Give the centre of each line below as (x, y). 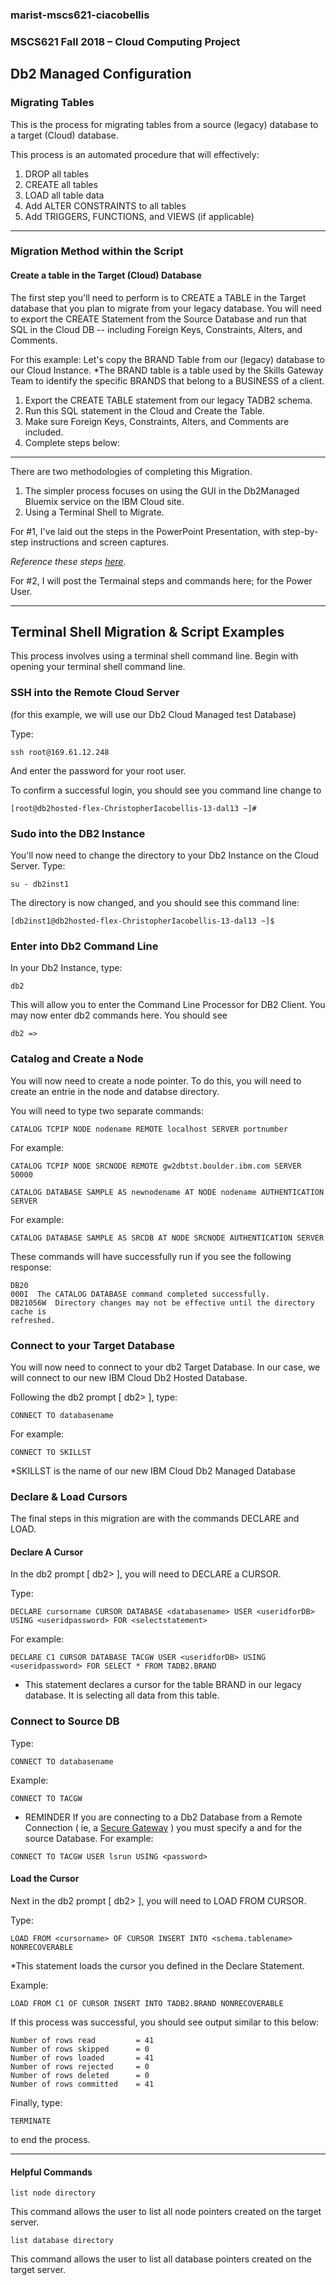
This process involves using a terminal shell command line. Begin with (154, 656)
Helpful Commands (51, 2172)
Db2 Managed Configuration (101, 74)
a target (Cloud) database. (64, 135)
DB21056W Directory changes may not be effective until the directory (162, 1303)
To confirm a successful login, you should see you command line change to (166, 790)
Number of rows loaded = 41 (82, 2058)
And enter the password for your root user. (98, 770)
